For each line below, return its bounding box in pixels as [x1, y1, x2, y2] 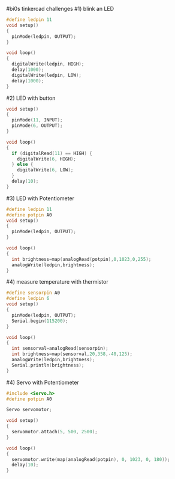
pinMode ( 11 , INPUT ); [11, 117, 63, 123]
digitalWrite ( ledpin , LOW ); [11, 72, 82, 78]
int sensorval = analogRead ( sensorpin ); [11, 346, 109, 352]
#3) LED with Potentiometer [6, 195, 75, 202]
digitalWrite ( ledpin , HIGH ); [11, 61, 85, 67]
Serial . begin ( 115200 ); [11, 318, 68, 324]
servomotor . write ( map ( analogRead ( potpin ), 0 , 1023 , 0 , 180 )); [11, 456, 170, 462]
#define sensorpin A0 [6, 290, 61, 296]
